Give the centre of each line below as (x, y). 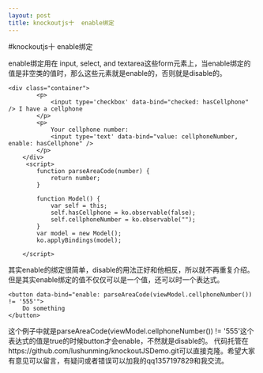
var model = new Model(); (79, 233)
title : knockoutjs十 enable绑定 (61, 23)
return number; (75, 178)
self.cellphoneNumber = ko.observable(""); (123, 219)
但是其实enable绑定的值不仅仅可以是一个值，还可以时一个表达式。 (116, 279)
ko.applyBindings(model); (79, 240)
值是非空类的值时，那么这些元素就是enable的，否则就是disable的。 (117, 73)
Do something (44, 308)
